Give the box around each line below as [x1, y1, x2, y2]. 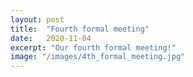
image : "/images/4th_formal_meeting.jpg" [10, 52, 186, 62]
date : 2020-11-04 [10, 33, 92, 43]
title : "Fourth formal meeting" [10, 24, 150, 34]
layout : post [10, 14, 65, 25]
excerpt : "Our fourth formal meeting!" [10, 42, 177, 53]
